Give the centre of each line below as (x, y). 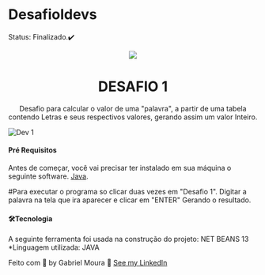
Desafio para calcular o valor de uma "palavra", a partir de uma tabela (133, 108)
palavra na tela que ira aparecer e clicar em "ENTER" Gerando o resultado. (130, 200)
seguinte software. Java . (48, 176)
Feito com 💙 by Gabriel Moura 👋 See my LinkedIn (88, 263)
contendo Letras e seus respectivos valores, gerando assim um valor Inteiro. (133, 117)
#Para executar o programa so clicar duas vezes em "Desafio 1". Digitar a (127, 192)
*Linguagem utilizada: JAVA (54, 247)
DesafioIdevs (53, 15)
